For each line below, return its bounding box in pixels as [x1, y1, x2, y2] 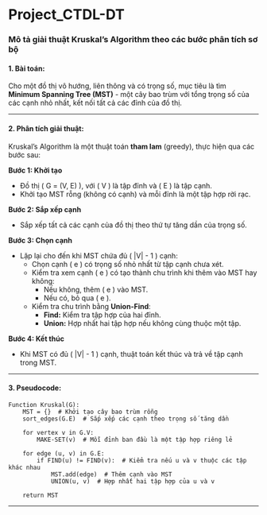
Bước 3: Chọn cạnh [8, 235, 73, 245]
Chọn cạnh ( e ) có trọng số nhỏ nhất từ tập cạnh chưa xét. [31, 259, 224, 269]
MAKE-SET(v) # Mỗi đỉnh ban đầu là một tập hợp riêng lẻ [37, 436, 233, 443]
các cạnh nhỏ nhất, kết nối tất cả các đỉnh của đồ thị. [8, 98, 183, 108]
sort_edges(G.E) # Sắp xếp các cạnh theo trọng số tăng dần [22, 415, 229, 423]
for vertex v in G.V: [22, 428, 94, 436]
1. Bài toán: [8, 64, 45, 73]
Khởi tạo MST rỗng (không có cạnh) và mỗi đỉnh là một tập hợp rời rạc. [19, 189, 251, 199]
